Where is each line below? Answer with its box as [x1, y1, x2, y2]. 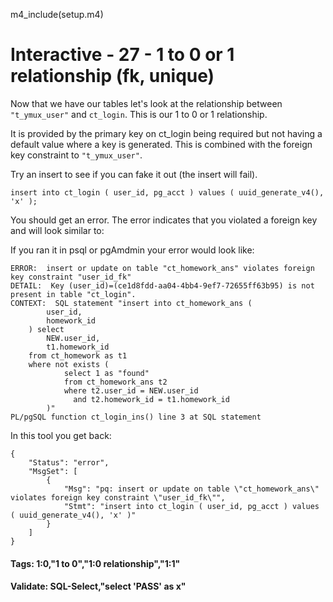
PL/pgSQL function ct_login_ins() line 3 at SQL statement [10, 412, 262, 422]
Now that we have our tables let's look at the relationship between [10, 97, 283, 109]
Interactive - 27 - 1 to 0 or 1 [10, 44, 235, 66]
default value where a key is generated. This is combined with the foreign [10, 138, 313, 150]
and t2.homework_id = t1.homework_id [73, 394, 230, 404]
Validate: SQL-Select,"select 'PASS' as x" [10, 580, 187, 593]
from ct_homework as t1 [28, 350, 128, 361]
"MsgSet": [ [28, 466, 78, 476]
